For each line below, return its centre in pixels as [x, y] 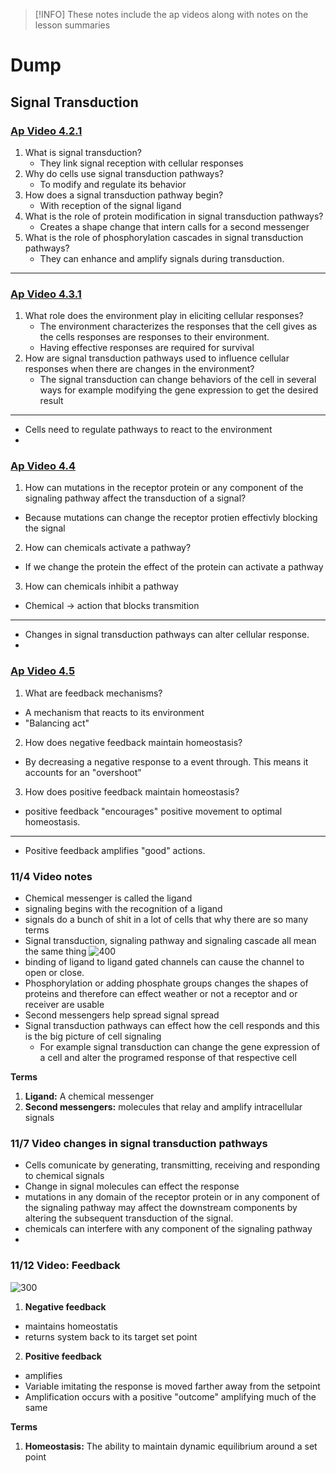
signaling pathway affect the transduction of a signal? [135, 498]
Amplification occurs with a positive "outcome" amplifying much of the [170, 1396]
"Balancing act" [57, 723]
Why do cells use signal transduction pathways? [124, 173]
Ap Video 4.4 [43, 466]
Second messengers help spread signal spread [122, 1015]
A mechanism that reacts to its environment [114, 712]
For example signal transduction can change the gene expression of [180, 1047]
